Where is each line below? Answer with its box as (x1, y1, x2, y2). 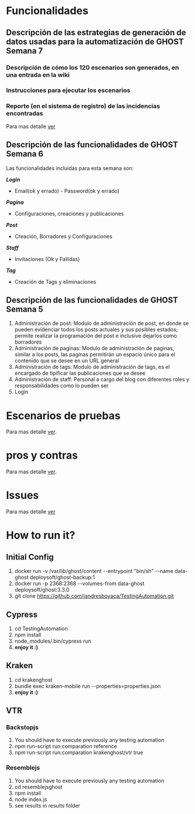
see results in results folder (14, 802, 81, 809)
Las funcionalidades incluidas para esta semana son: (6, 164, 134, 171)
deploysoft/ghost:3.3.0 (14, 586, 70, 593)
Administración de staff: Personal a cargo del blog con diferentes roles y (14, 376, 190, 383)
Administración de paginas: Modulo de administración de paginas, (14, 345, 175, 352)
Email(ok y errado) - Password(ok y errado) (14, 187, 120, 194)
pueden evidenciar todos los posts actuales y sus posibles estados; (14, 326, 178, 333)
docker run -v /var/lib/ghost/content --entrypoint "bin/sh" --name (14, 568, 174, 575)
